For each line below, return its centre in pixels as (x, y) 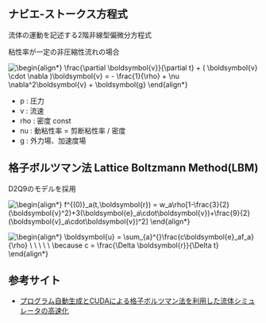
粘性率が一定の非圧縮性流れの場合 (64, 52)
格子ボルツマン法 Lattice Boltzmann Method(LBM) (133, 168)
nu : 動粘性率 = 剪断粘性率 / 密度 (73, 130)
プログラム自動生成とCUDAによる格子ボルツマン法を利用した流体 (127, 301)
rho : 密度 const (45, 121)
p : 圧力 (32, 101)
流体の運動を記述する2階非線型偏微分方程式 (80, 35)
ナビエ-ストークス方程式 (68, 14)
